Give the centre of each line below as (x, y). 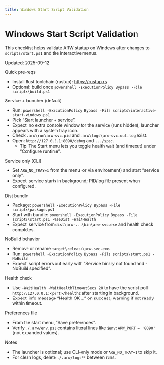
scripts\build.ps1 (31, 92)
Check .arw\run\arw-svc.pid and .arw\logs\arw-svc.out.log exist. (80, 135)
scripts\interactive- (135, 111)
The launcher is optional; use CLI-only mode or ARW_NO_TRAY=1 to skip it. (84, 352)
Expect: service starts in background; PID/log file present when (76, 181)
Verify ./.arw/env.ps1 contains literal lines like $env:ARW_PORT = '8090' (84, 328)
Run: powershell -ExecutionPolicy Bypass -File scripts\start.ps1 (81, 254)
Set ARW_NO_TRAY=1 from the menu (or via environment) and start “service (86, 170)
